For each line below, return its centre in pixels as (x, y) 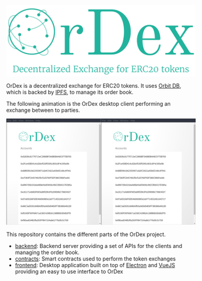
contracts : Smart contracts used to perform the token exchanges (95, 259)
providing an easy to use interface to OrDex (69, 271)
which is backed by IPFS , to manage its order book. (70, 92)
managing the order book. (47, 252)
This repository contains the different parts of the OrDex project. (86, 234)
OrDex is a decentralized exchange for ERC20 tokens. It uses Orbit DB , (94, 85)
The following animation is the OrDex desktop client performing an (89, 103)
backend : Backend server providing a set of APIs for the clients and (98, 246)
